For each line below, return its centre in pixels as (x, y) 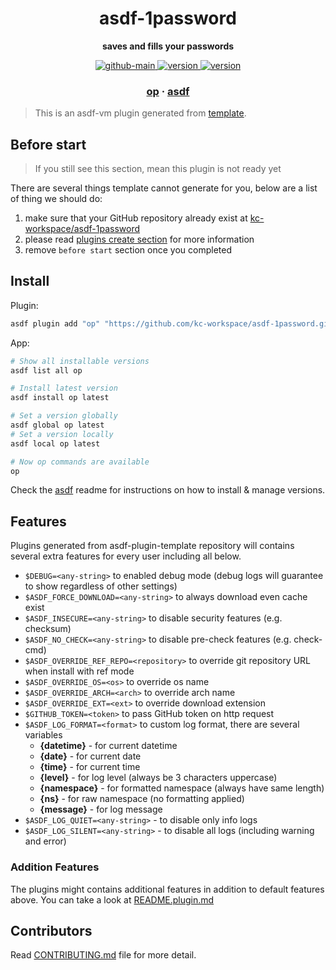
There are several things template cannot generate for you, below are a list (164, 188)
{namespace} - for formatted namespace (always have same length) (182, 788)
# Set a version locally (62, 434)
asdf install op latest (60, 398)
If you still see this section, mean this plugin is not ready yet (158, 169)
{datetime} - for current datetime (108, 746)
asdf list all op (46, 370)
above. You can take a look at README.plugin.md (112, 899)
